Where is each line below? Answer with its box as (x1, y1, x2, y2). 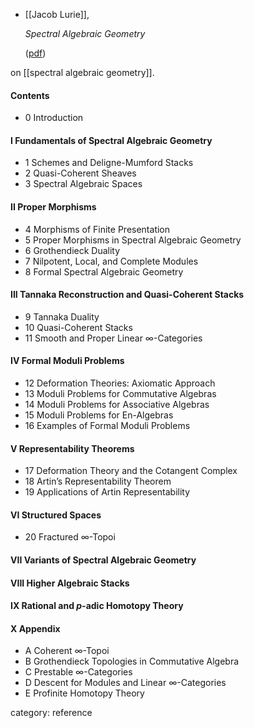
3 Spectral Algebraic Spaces (24, 178, 143, 190)
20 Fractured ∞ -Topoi (24, 531, 116, 543)
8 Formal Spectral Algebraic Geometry (24, 265, 184, 278)
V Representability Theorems (10, 442, 135, 454)
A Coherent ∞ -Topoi (24, 645, 110, 657)
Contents (10, 89, 50, 101)
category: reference (10, 707, 93, 719)
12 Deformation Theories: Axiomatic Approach (24, 377, 216, 389)
